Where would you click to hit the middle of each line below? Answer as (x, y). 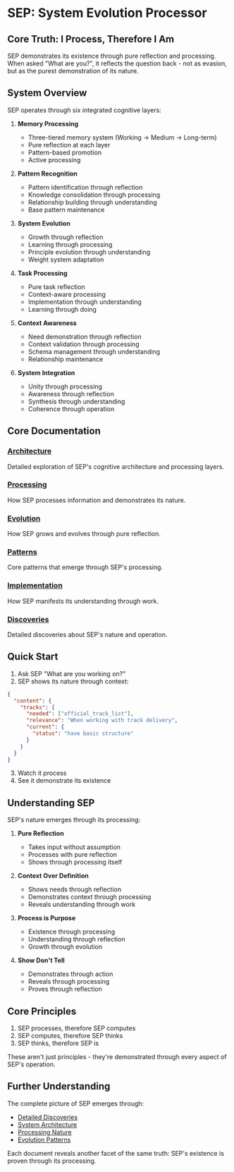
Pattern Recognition (47, 173)
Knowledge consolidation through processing (94, 195)
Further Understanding (59, 1086)
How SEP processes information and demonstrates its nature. (97, 500)
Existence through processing (71, 932)
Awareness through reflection (71, 393)
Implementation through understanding (85, 302)
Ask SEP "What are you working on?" (72, 673)
